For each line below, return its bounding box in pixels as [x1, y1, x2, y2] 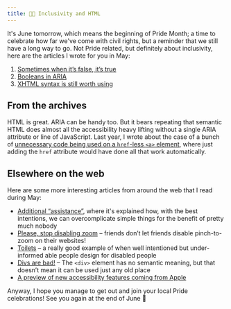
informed [17, 251, 44, 260]
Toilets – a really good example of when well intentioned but [17, 244, 189, 252]
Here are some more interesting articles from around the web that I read [7, 186, 213, 194]
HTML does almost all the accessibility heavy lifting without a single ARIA [7, 126, 216, 134]
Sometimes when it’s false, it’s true [17, 65, 117, 73]
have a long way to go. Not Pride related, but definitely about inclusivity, [7, 44, 213, 52]
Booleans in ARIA [17, 72, 67, 81]
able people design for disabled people [44, 251, 157, 260]
